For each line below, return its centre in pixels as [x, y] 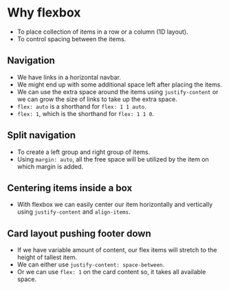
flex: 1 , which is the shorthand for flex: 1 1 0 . [86, 113]
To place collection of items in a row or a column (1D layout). [102, 32]
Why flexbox [44, 13]
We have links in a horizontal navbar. [69, 77]
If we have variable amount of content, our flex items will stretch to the [117, 250]
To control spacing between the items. [72, 38]
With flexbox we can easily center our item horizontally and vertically [115, 205]
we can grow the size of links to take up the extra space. [97, 99]
